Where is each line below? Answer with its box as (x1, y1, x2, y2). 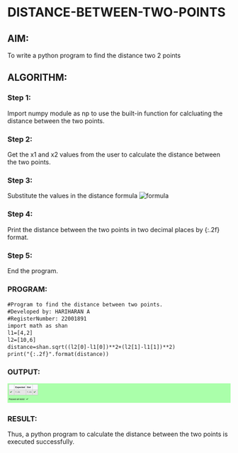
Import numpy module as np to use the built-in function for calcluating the (7, 109, 223, 117)
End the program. (7, 266, 59, 275)
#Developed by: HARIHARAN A (7, 309, 91, 316)
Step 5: (7, 251, 33, 260)
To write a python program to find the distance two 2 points (7, 51, 181, 59)
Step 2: (7, 134, 33, 144)
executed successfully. (7, 437, 74, 446)
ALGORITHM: (7, 71, 67, 84)
